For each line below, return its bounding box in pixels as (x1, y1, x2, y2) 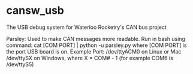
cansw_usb (6, 4, 65, 17)
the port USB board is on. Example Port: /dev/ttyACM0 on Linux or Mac (6, 48, 182, 55)
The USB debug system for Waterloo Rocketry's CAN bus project (6, 23, 167, 31)
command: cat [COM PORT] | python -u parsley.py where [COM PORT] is (6, 42, 187, 49)
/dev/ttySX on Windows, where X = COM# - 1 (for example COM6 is (6, 54, 174, 61)
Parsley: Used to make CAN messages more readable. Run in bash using (6, 35, 186, 42)
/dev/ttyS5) (6, 61, 34, 68)
